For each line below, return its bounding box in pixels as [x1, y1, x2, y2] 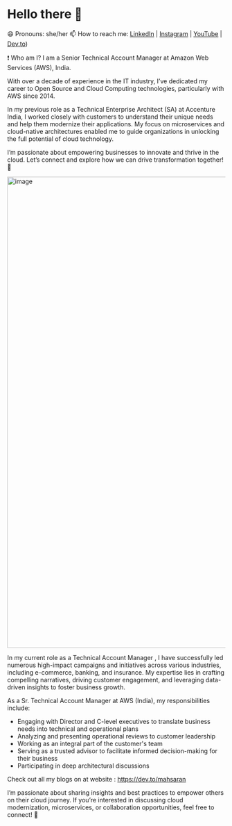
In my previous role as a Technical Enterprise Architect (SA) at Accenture [7, 105, 216, 113]
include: [7, 704, 30, 712]
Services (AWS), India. [7, 63, 71, 71]
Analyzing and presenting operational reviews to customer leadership [17, 732, 216, 740]
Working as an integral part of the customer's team [17, 739, 163, 748]
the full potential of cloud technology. [7, 135, 114, 143]
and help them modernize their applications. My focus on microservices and [7, 119, 225, 128]
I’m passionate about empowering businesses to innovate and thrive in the [7, 148, 220, 156]
